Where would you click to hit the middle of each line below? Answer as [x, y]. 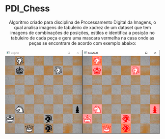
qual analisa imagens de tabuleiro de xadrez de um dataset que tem [82, 27]
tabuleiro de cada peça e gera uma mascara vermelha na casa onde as [82, 38]
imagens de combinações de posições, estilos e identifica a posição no [82, 33]
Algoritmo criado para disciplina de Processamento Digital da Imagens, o [82, 22]
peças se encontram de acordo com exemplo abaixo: [82, 43]
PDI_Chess [27, 9]
